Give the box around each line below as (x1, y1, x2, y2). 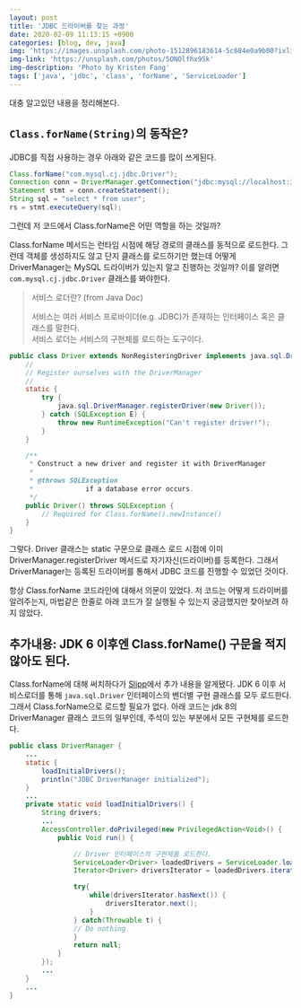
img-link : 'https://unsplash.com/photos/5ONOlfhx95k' (9, 55, 215, 64)
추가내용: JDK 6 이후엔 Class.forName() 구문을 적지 (9, 636, 287, 652)
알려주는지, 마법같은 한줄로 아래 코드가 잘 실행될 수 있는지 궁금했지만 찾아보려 (9, 596, 279, 607)
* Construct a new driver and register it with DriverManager (29, 460, 267, 469)
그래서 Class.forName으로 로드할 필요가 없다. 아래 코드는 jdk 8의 (9, 701, 237, 712)
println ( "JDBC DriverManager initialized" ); (41, 775, 211, 784)
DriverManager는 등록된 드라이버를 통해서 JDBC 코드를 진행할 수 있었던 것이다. (9, 566, 288, 577)
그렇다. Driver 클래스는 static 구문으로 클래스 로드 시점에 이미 (9, 544, 224, 555)
